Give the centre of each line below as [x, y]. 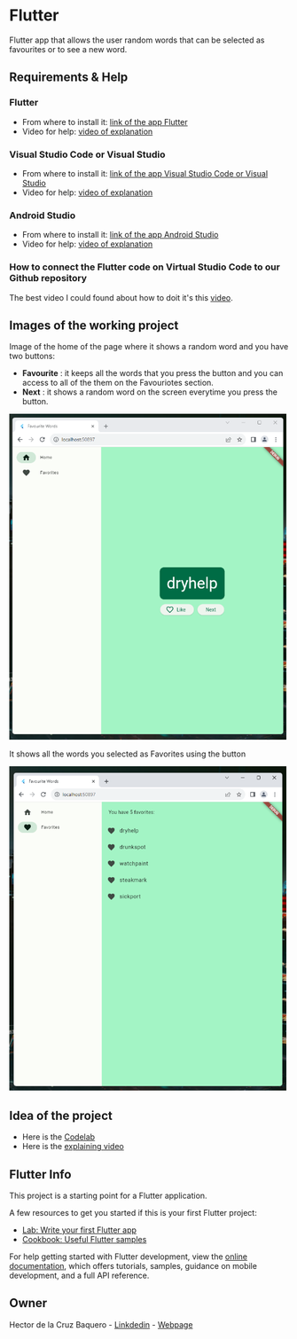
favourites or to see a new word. [68, 49]
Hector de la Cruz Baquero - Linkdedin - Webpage [101, 1324]
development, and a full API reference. [79, 1275]
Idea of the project [61, 1115]
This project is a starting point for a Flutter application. [108, 1195]
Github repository [48, 278]
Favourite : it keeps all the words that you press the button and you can [152, 373]
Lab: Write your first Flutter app [79, 1230]
